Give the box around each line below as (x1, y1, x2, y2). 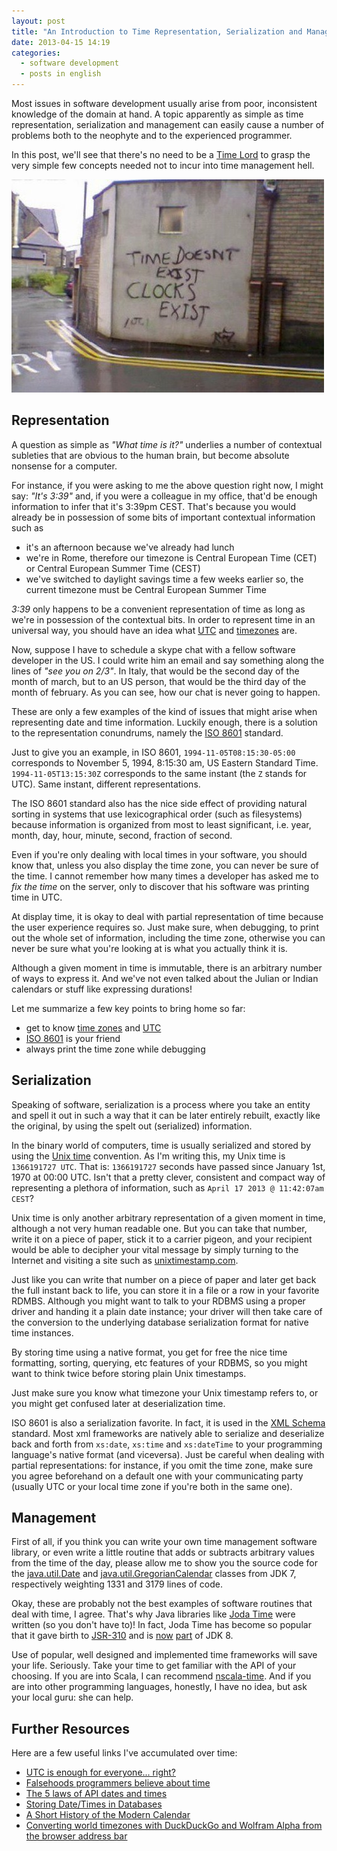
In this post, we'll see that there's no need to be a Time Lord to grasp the (11, 149, 311, 160)
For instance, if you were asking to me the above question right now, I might (11, 479, 324, 491)
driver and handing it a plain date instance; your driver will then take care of (11, 1305, 323, 1317)
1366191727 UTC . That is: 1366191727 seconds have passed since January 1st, (11, 1160, 326, 1172)
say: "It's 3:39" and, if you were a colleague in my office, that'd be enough (11, 490, 318, 502)
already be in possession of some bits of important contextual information (11, 511, 316, 523)
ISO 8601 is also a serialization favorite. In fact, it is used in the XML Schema (11, 1416, 326, 1429)
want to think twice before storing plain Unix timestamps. (11, 1367, 247, 1379)
